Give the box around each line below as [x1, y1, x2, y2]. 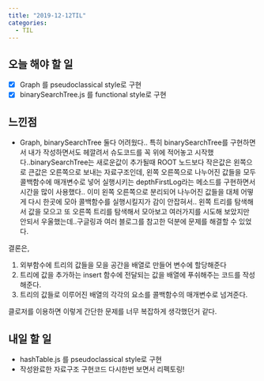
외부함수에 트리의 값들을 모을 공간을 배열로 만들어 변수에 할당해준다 [19, 260, 227, 270]
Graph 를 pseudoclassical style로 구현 [19, 80, 142, 89]
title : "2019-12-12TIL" [8, 11, 87, 20]
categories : [8, 19, 47, 27]
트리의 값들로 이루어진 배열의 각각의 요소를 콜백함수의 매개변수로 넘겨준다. [19, 290, 248, 300]
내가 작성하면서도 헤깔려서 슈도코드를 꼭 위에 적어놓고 [28, 148, 194, 157]
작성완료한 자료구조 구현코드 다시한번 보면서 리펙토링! [19, 364, 185, 374]
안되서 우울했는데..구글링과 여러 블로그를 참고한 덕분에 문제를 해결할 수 [19, 217, 237, 226]
